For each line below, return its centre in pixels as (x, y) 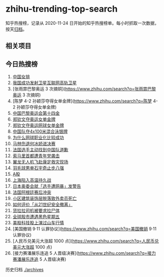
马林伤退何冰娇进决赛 (34, 144)
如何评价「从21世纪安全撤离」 (43, 204)
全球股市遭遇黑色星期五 (36, 217)
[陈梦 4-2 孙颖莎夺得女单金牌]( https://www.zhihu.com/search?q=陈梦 (82, 101)
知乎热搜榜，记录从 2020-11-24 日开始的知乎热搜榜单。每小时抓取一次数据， (82, 23)
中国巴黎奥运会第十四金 (36, 113)
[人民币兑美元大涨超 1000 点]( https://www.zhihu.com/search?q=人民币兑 (86, 241)
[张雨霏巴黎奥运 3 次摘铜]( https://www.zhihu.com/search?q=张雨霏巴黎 (84, 89)
